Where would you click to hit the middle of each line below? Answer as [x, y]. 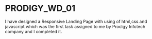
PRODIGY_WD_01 [40, 8]
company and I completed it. [34, 31]
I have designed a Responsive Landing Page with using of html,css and [76, 21]
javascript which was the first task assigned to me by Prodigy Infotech [75, 26]
